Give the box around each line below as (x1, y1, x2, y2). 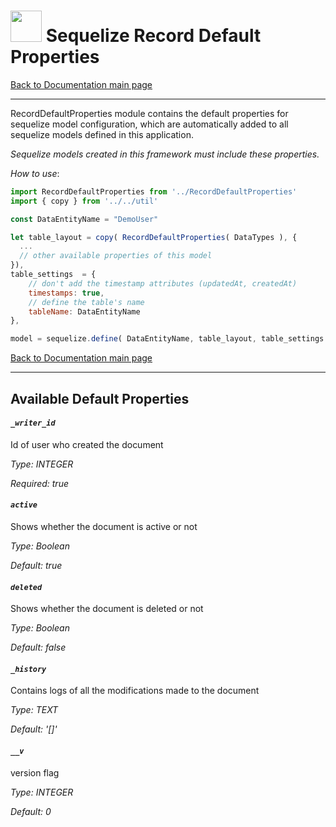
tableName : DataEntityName (28, 306, 141, 317)
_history (10, 664, 47, 674)
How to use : (10, 167, 60, 179)
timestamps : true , (28, 288, 105, 298)
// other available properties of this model (19, 251, 213, 261)
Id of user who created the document (10, 438, 164, 450)
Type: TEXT (10, 704, 59, 716)
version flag (10, 766, 60, 779)
